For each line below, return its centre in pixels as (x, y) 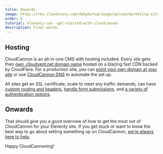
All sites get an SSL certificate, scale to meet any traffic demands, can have (81, 84)
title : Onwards (20, 9)
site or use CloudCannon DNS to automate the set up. (59, 74)
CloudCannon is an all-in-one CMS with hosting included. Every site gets (78, 59)
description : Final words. (32, 28)
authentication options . (28, 94)
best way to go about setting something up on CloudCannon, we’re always (79, 131)
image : (12, 14)
